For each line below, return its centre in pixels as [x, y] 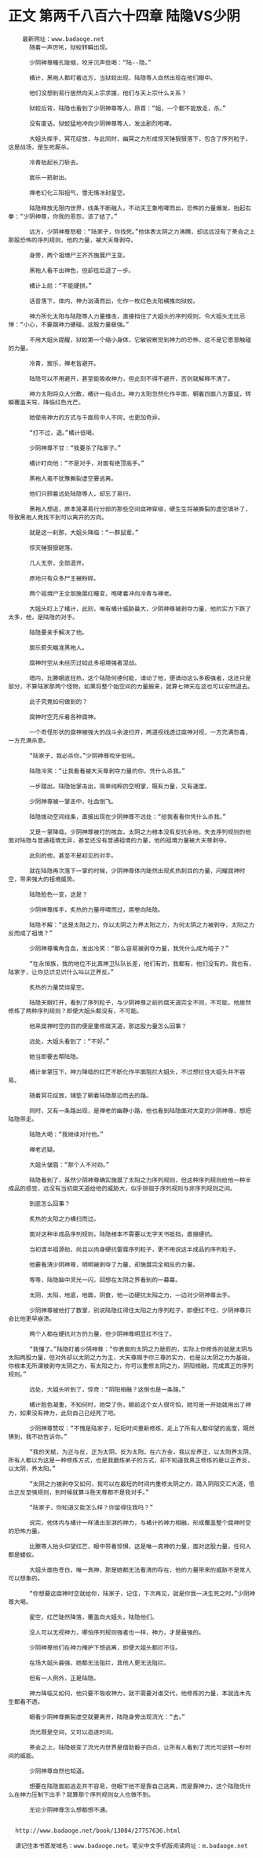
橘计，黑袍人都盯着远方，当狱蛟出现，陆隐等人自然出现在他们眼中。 [122, 78]
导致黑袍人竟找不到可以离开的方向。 [58, 517]
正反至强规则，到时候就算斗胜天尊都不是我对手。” [81, 1492]
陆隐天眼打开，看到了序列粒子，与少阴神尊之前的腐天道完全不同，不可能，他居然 [140, 1003]
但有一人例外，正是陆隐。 [64, 1678]
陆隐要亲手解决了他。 [58, 632]
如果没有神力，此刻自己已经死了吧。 [69, 1413]
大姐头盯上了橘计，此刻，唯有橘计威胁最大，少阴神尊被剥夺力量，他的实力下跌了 [140, 609]
